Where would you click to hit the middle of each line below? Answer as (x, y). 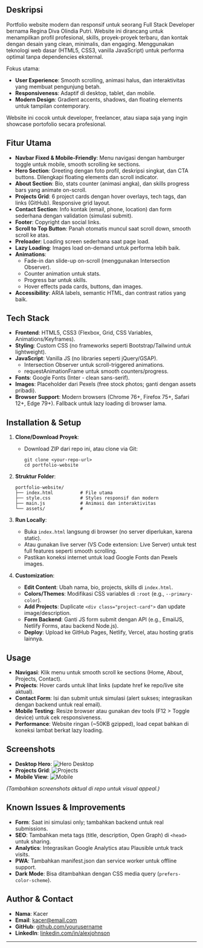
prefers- (170, 874)
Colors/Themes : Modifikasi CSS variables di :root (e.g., (94, 594)
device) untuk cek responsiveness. (58, 717)
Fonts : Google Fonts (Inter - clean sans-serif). (72, 378)
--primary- (179, 594)
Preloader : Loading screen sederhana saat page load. (82, 241)
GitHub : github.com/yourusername (59, 926)
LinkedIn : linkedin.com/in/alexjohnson (63, 933)
